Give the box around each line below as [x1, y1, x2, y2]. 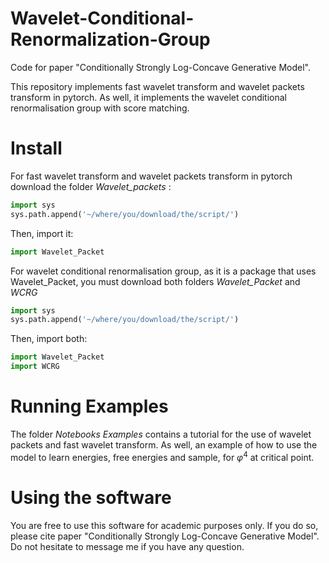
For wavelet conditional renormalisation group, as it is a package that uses [10, 265, 317, 277]
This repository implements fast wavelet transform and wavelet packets [10, 80, 305, 92]
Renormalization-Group [10, 28, 211, 51]
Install [10, 137, 63, 160]
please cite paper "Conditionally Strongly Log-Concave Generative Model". [10, 530, 320, 542]
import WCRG [10, 362, 60, 372]
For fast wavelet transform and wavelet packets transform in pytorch [10, 170, 293, 182]
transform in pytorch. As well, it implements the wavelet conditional [10, 91, 287, 103]
